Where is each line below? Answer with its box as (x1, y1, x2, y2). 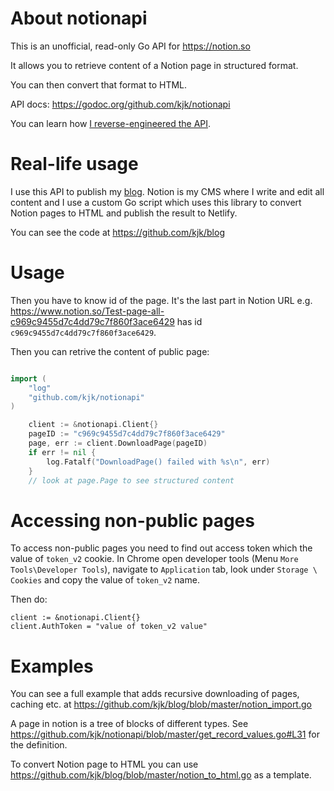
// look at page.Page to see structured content (28, 475, 235, 486)
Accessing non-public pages (10, 509, 255, 532)
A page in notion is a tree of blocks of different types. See (10, 718, 249, 730)
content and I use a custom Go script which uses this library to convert (10, 196, 302, 208)
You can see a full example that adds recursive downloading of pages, (10, 688, 300, 700)
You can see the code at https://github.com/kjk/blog (10, 226, 225, 238)
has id (176, 315, 203, 327)
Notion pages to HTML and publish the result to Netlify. (10, 207, 238, 219)
